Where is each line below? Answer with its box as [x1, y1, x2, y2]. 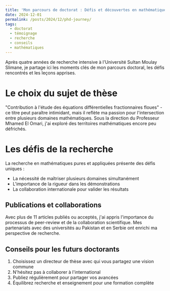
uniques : [5, 165, 25, 172]
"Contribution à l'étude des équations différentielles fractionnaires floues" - [5, 104, 163, 110]
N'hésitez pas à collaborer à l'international [12, 269, 101, 275]
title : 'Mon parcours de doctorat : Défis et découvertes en [5, 7, 137, 13]
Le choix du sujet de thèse [5, 87, 118, 99]
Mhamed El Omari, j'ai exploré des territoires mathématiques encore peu [5, 120, 157, 127]
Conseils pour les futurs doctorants [5, 245, 120, 254]
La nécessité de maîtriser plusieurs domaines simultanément [12, 175, 139, 181]
